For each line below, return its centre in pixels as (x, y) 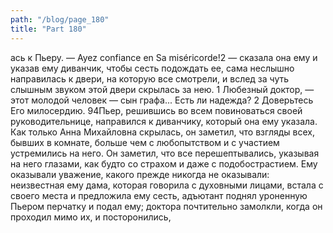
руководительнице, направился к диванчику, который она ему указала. (164, 121)
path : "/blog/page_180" (60, 19)
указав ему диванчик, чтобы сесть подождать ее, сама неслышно (152, 68)
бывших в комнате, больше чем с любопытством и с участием (145, 142)
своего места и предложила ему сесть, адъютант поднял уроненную (159, 195)
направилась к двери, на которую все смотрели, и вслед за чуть (150, 78)
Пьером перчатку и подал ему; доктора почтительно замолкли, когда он (166, 206)
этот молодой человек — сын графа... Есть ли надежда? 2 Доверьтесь (162, 100)
